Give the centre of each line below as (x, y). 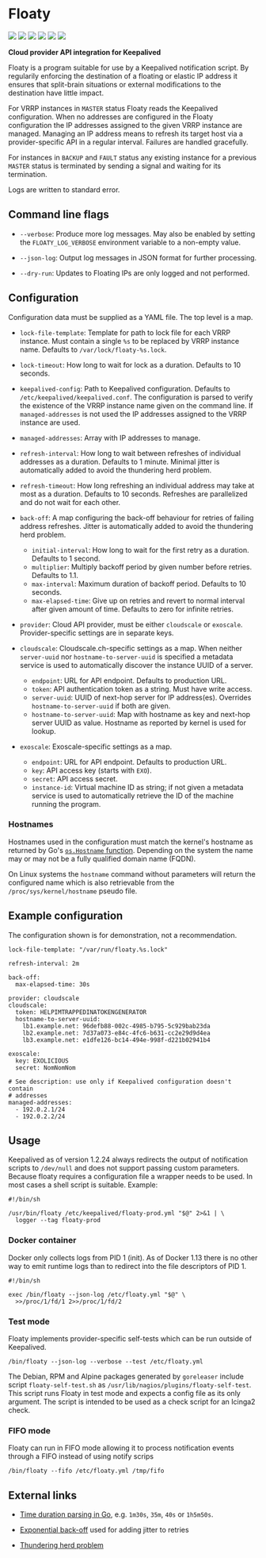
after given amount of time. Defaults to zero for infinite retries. (132, 609)
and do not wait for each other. (70, 502)
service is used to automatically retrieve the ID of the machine (133, 796)
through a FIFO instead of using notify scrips (81, 1456)
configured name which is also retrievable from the (91, 882)
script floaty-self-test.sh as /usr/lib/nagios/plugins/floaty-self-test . (130, 1385)
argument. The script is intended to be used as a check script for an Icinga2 (132, 1402)
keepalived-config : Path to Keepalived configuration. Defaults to (125, 388)
